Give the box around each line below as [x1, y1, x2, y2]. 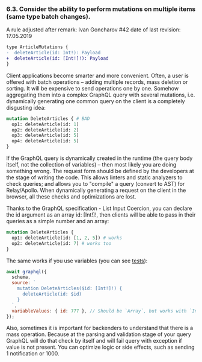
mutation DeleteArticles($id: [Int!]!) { [17, 285, 122, 291]
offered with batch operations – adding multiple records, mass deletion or [6, 78, 188, 86]
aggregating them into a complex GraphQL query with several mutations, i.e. [6, 91, 195, 98]
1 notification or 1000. [6, 350, 60, 357]
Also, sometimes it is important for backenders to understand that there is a [6, 325, 194, 332]
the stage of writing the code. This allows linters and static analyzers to [6, 174, 183, 181]
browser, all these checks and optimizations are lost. [6, 193, 136, 200]
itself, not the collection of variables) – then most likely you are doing [6, 161, 177, 168]
